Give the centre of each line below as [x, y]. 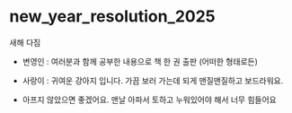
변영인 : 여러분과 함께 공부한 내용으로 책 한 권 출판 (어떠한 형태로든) [140, 61]
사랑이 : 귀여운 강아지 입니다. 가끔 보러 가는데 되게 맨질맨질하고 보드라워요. [153, 80]
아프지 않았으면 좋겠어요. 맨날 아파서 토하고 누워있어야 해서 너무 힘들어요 [149, 100]
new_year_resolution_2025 [112, 17]
